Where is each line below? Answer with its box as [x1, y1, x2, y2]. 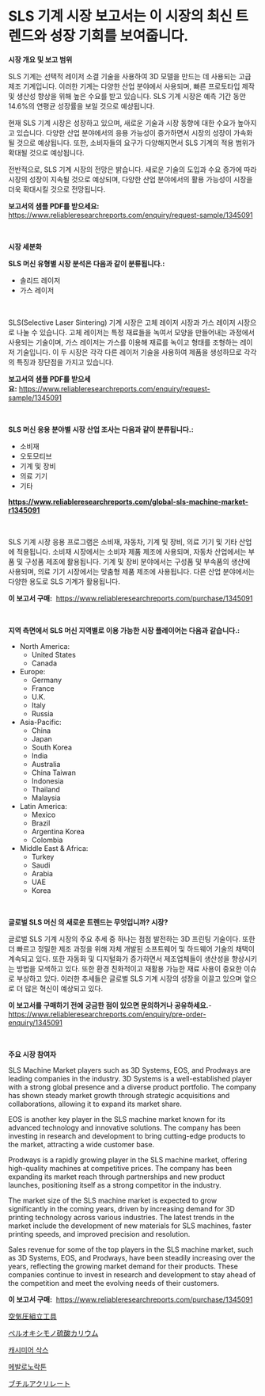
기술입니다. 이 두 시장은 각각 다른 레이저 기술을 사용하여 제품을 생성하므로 [16, 347, 243, 357]
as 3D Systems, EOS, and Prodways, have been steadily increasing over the [8, 1253, 256, 1262]
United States [31, 650, 77, 659]
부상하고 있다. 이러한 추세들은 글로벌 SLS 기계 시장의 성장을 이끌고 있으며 [16, 974, 243, 983]
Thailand [31, 784, 61, 794]
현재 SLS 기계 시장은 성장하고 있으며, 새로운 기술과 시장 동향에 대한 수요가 [8, 118, 236, 128]
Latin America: [19, 801, 67, 811]
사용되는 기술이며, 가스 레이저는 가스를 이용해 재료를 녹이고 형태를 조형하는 [8, 338, 239, 347]
